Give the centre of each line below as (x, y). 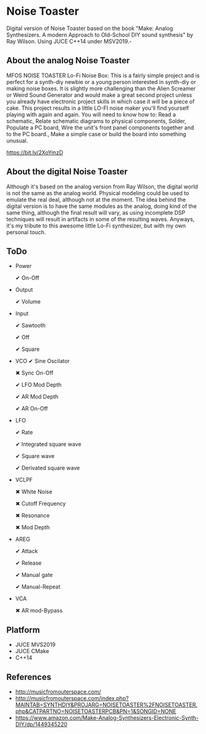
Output (24, 290)
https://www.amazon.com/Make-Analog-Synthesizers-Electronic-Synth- (107, 718)
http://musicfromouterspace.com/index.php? (72, 698)
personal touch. (26, 232)
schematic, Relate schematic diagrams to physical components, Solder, (97, 121)
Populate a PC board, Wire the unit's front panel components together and (100, 128)
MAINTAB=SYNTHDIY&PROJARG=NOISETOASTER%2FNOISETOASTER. (106, 705)
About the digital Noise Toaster (67, 172)
